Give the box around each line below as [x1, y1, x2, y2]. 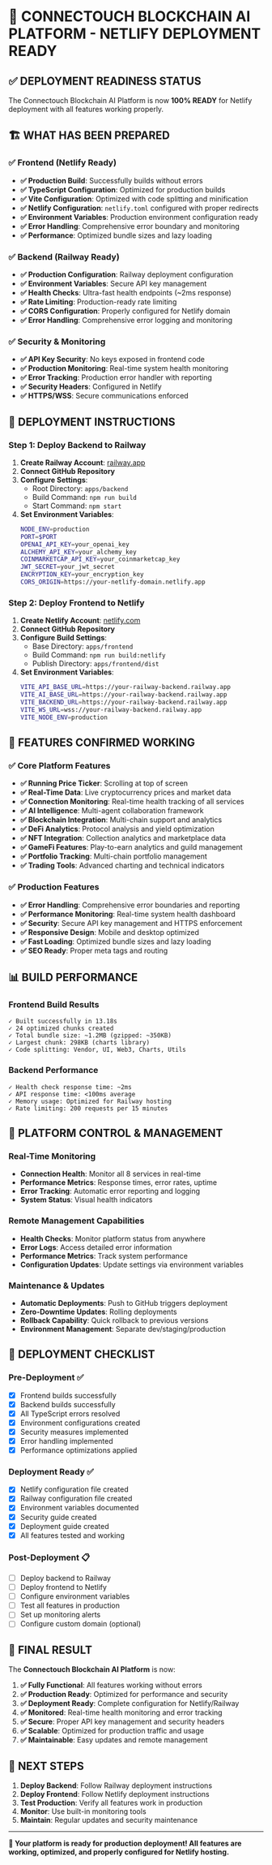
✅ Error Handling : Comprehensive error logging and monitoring [19, 315, 233, 325]
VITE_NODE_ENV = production [19, 713, 108, 721]
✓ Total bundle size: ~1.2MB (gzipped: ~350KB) [8, 1032, 172, 1040]
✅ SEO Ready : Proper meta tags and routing [19, 945, 168, 955]
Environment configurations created [19, 1418, 141, 1428]
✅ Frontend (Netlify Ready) [8, 157, 117, 169]
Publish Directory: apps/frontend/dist [32, 659, 159, 669]
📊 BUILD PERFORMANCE [8, 971, 138, 984]
